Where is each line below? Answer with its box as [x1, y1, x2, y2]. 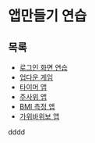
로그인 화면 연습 [19, 63, 68, 72]
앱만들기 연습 [8, 7, 87, 25]
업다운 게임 [19, 73, 54, 82]
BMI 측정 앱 [19, 102, 55, 111]
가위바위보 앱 [19, 112, 60, 121]
